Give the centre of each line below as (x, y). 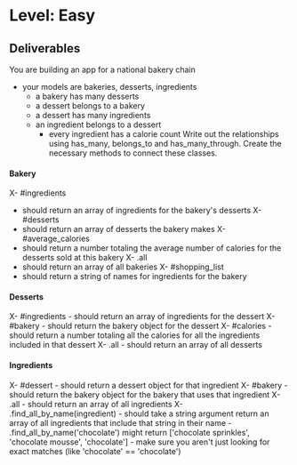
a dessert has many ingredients (93, 115)
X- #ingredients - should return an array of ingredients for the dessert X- (142, 317)
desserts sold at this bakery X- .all (84, 258)
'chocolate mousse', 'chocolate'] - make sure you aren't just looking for (140, 442)
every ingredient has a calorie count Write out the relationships (164, 134)
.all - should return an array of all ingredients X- (96, 404)
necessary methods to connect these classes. (133, 153)
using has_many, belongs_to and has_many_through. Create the (165, 144)
